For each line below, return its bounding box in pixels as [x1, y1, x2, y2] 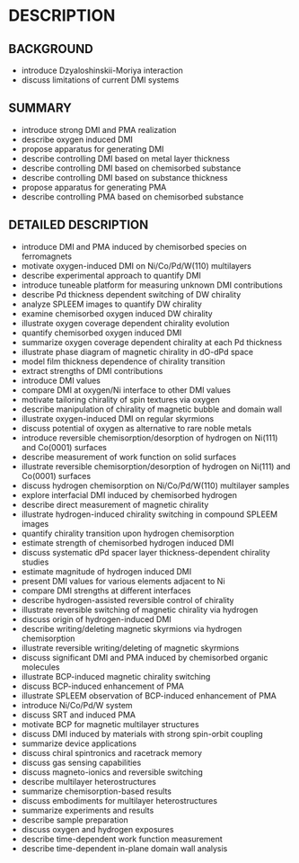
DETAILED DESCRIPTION [8, 218, 149, 233]
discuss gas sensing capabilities [21, 757, 142, 768]
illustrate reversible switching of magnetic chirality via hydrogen [21, 604, 259, 615]
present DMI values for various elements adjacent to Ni [21, 575, 225, 586]
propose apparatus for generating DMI [21, 143, 164, 154]
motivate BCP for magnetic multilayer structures [21, 718, 199, 729]
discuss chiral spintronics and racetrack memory [21, 747, 203, 758]
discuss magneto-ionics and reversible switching [21, 766, 203, 778]
